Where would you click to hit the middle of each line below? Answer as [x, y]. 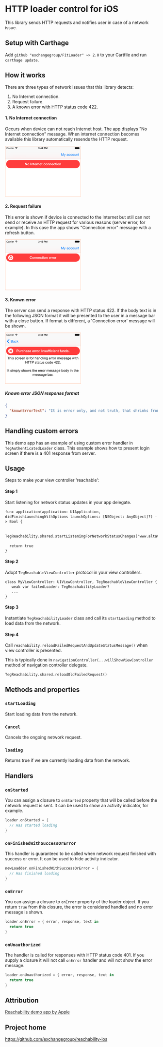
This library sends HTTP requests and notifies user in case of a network [77, 22]
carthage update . [22, 60]
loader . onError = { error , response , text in [52, 921]
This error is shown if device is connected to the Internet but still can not [78, 217]
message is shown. [24, 912]
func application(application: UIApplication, [53, 512]
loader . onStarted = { [27, 820]
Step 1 [11, 491]
